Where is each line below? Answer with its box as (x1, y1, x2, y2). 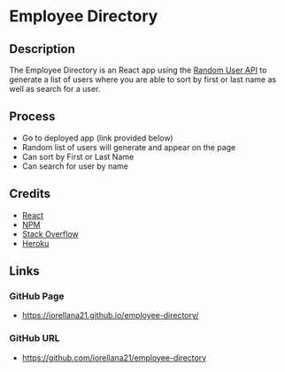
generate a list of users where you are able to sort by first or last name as (9, 74, 277, 85)
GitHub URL (9, 332, 60, 345)
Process (9, 109, 56, 125)
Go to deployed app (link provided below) (21, 133, 174, 143)
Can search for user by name (21, 161, 128, 171)
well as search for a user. (9, 84, 101, 94)
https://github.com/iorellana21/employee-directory (21, 352, 207, 363)
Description (9, 42, 75, 57)
